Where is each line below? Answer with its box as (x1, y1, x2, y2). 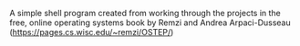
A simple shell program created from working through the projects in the (9, 8, 281, 18)
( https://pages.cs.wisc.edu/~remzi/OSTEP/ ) (9, 27, 174, 37)
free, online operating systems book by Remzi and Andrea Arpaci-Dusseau (9, 17, 292, 28)
